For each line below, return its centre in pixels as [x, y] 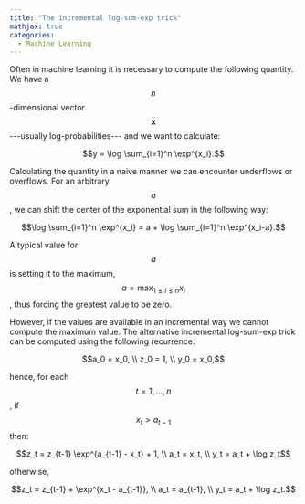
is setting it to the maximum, [63, 274]
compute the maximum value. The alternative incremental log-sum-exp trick [152, 332]
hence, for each [39, 377]
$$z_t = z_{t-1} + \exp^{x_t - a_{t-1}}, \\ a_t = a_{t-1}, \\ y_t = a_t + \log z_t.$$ [153, 488]
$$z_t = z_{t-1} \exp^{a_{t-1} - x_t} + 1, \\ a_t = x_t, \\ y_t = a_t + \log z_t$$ [153, 454]
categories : [32, 35]
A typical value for [44, 245]
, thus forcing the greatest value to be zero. [91, 304]
